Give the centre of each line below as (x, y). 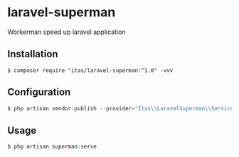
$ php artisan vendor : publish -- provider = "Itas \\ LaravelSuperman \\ (110, 108)
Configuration (39, 92)
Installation (33, 54)
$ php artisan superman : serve (52, 147)
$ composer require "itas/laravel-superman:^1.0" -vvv (90, 70)
